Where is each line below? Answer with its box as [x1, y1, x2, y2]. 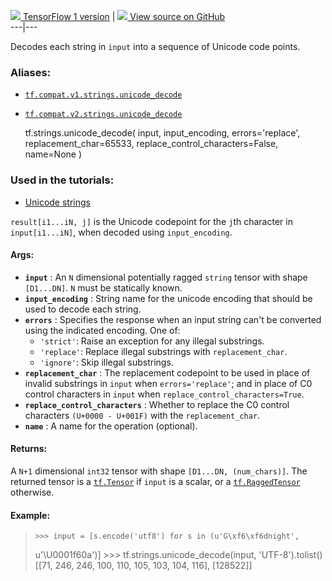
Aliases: [10, 65, 52, 79]
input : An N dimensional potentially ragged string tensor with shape [24, 271, 308, 283]
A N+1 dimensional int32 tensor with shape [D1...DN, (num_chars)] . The [10, 465, 308, 477]
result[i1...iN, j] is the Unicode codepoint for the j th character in [10, 215, 293, 227]
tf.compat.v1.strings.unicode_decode [24, 90, 183, 100]
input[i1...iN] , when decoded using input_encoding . [10, 226, 233, 238]
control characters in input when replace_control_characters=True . [24, 388, 305, 400]
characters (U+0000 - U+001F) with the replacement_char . [24, 409, 261, 421]
